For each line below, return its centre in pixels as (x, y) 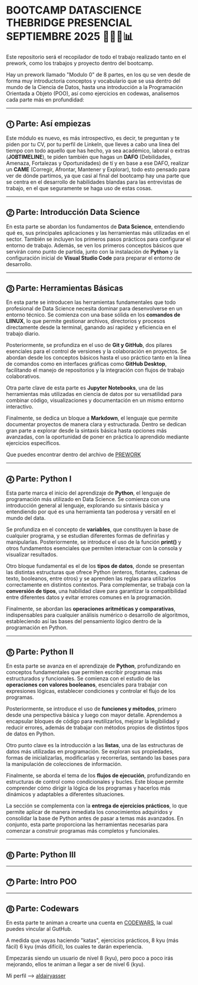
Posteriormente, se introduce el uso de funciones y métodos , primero (91, 709)
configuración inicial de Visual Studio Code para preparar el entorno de (93, 258)
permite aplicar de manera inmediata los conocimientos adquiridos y (89, 812)
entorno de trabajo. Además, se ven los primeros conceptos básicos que (94, 245)
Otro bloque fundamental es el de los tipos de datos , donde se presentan (95, 566)
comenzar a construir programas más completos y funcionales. (83, 831)
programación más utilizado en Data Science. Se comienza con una (88, 499)
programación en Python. (37, 628)
